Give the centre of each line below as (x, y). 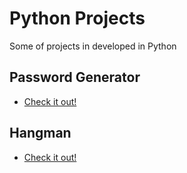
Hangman (40, 133)
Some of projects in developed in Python (93, 46)
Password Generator (75, 77)
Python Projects (77, 18)
